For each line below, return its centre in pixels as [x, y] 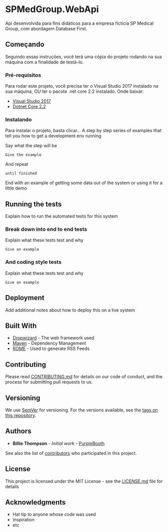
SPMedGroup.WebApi [52, 9]
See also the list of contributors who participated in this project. [71, 453]
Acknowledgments [36, 503]
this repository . [21, 415]
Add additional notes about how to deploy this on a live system [70, 310]
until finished [21, 173]
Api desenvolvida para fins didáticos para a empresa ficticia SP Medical [79, 23]
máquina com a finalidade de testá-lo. [45, 62]
